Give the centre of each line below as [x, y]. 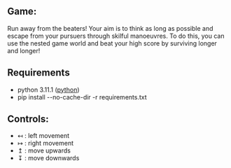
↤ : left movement [43, 136]
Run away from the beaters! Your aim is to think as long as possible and [110, 28]
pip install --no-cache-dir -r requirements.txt [82, 97]
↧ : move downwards [48, 158]
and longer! [24, 50]
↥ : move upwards [44, 150]
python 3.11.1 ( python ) [48, 90]
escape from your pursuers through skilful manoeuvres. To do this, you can [116, 36]
